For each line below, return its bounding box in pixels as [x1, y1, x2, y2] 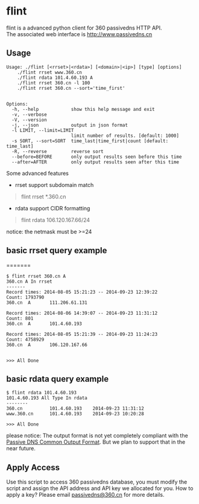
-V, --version [11, 116, 47, 123]
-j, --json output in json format [11, 122, 128, 128]
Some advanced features [6, 169, 69, 177]
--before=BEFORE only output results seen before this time [11, 154, 182, 160]
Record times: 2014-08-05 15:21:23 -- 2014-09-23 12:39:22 [6, 289, 158, 295]
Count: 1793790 [6, 294, 45, 300]
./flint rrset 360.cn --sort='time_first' [17, 85, 125, 91]
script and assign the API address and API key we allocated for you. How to [6, 485, 194, 492]
